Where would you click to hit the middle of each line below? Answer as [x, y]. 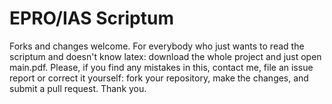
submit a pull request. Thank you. [78, 88]
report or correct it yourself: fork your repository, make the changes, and [159, 78]
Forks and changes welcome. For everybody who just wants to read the [157, 46]
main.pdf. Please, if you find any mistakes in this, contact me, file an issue [161, 67]
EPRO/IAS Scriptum [91, 18]
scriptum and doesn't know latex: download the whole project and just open [165, 56]
